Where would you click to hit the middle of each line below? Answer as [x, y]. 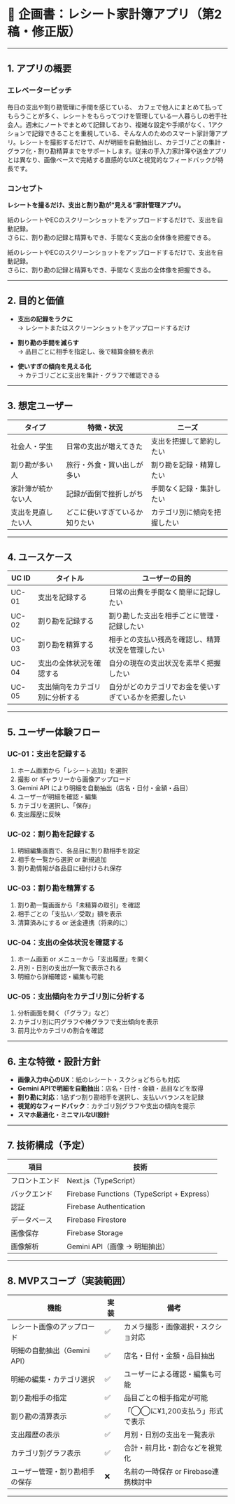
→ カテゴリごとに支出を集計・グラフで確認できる [88, 375]
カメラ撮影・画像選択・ [162, 1326]
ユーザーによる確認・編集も [169, 1374]
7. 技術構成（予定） [49, 1146]
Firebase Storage [95, 1232]
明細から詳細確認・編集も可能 [60, 976]
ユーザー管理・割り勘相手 [53, 1471]
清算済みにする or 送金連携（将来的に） [74, 922]
